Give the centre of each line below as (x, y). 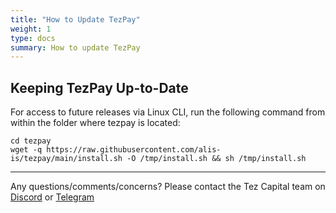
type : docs (33, 38)
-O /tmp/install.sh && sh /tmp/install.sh (216, 159)
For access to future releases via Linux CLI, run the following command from (168, 112)
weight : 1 (31, 29)
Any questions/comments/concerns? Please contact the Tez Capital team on (168, 187)
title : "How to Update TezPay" (75, 19)
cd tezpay (31, 141)
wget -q (26, 150)
